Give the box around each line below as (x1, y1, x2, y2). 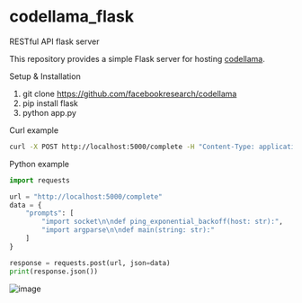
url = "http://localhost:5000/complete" (9, 192, 164, 201)
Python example (9, 158, 70, 169)
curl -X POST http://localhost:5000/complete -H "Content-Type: (9, 142, 255, 151)
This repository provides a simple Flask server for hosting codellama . (9, 53, 265, 64)
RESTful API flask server (9, 36, 100, 47)
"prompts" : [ (25, 209, 75, 218)
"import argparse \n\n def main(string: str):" (41, 226, 216, 235)
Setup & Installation (9, 70, 81, 82)
